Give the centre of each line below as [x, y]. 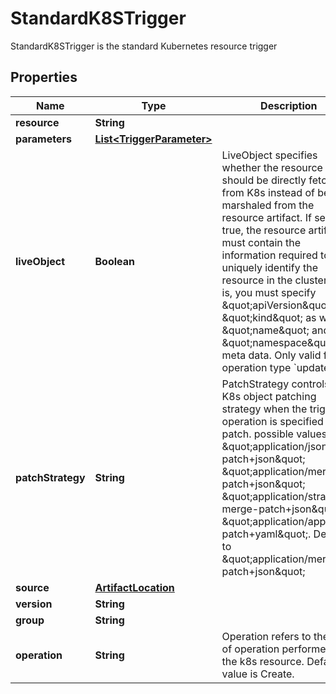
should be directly [264, 180]
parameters [43, 139]
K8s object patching [269, 396]
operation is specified [272, 421]
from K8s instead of [268, 192]
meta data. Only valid [271, 355]
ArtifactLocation [134, 587]
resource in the [257, 280]
